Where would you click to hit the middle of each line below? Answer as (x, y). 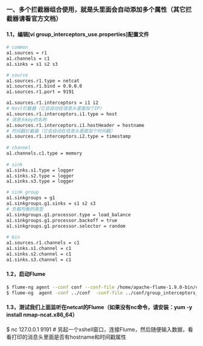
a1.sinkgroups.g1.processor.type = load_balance (69, 215)
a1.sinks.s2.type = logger (40, 176)
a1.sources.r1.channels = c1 (43, 243)
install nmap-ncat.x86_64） (42, 315)
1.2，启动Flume (26, 274)
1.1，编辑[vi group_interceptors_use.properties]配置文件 (78, 34)
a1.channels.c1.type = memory (44, 153)
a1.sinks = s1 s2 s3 (32, 64)
